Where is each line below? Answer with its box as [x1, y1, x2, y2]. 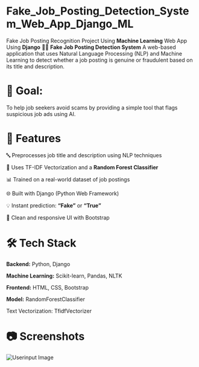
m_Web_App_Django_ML [6, 17, 134, 31]
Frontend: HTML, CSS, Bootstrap [6, 284, 89, 291]
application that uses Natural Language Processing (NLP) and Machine [6, 50, 183, 57]
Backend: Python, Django [6, 260, 71, 267]
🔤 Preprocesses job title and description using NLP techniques [6, 151, 162, 158]
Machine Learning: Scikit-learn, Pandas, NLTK [6, 272, 122, 279]
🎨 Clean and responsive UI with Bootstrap [6, 213, 110, 221]
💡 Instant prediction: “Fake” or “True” [6, 201, 101, 209]
